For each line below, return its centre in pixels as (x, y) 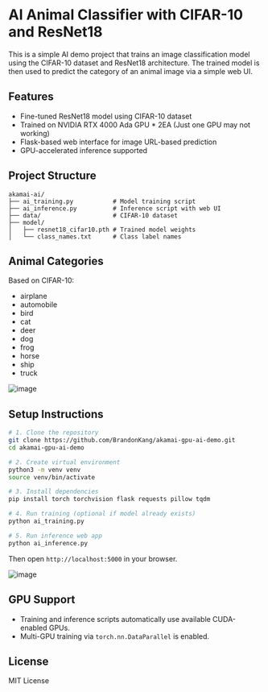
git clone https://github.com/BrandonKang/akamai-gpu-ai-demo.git (122, 441)
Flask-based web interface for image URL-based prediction (118, 142)
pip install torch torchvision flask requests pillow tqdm (109, 499)
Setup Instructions (56, 414)
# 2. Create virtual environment (64, 462)
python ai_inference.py (48, 543)
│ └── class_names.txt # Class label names (95, 236)
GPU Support (42, 600)
